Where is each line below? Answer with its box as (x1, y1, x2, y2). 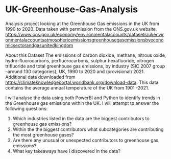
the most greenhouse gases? (12, 131, 74, 138)
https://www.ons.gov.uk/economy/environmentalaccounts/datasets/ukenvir (5, 31, 164, 37)
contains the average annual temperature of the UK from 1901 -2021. (5, 84, 150, 90)
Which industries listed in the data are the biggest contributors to (12, 115, 150, 121)
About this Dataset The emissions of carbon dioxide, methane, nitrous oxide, (5, 52, 166, 58)
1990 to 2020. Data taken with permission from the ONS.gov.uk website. (5, 26, 157, 32)
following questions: (5, 105, 48, 111)
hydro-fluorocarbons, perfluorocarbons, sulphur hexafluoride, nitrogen (5, 57, 155, 63)
